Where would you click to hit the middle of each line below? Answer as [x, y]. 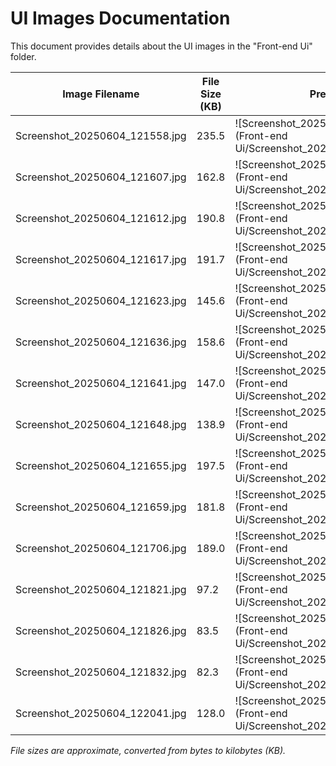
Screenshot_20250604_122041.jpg [101, 713]
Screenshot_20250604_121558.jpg [101, 135]
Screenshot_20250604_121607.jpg [101, 177]
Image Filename [101, 94]
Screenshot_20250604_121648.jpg [101, 424]
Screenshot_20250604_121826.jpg [101, 630]
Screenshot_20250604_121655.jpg [101, 465]
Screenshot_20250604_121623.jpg [101, 300]
